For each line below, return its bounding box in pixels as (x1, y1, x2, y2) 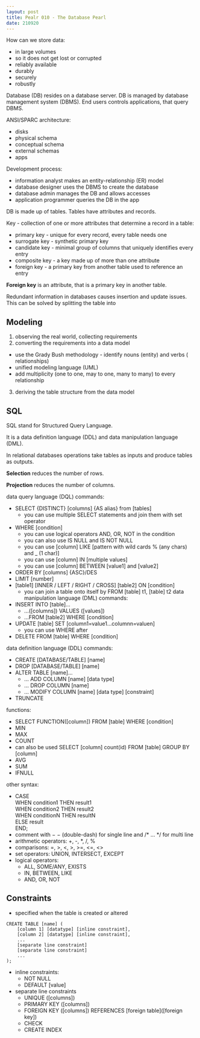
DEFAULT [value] (23, 981, 66, 989)
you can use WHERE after (23, 626, 89, 634)
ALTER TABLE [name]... (14, 669, 73, 676)
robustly (14, 80, 36, 87)
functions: (6, 706, 31, 713)
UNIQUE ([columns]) (23, 994, 75, 1001)
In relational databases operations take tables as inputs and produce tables (6, 451, 193, 459)
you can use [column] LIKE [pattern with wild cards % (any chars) (23, 543, 188, 550)
